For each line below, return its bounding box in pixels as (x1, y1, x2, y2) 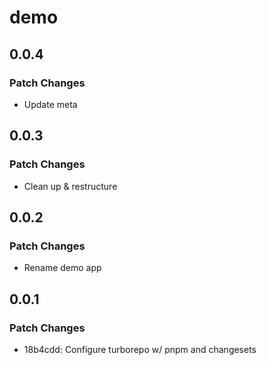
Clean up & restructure (23, 180, 118, 192)
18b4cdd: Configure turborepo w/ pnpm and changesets (23, 343, 257, 355)
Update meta (23, 98, 78, 110)
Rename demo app (23, 262, 102, 274)
